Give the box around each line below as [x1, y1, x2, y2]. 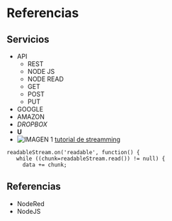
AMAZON [16, 112, 45, 121]
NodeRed [16, 199, 45, 207]
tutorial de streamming [55, 135, 121, 144]
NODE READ [27, 75, 64, 83]
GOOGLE [16, 105, 44, 113]
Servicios [6, 33, 50, 45]
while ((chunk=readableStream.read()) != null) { [16, 155, 166, 162]
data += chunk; [22, 161, 68, 168]
